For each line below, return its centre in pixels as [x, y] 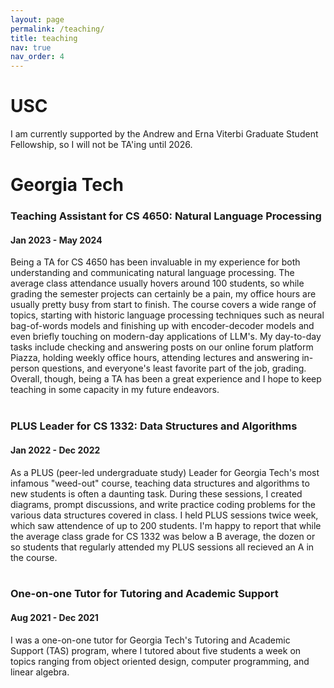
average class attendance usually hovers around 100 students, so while [157, 283]
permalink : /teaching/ [57, 29]
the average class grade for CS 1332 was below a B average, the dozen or [163, 536]
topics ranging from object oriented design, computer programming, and [160, 661]
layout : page [37, 19]
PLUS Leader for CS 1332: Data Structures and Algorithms [154, 426]
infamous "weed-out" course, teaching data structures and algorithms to [160, 483]
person [25, 368]
